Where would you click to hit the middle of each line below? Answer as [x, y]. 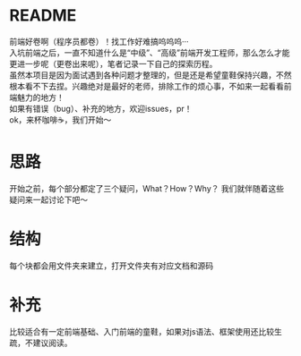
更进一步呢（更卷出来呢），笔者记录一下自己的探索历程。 [113, 64]
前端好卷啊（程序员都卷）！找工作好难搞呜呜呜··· [99, 41]
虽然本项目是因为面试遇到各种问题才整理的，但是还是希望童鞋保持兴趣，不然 [150, 75]
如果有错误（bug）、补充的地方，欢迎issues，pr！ [101, 108]
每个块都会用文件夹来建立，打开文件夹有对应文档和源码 [111, 266]
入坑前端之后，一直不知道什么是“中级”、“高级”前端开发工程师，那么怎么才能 [150, 52]
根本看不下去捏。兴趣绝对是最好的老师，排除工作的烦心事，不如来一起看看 [146, 86]
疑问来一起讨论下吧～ [48, 199]
